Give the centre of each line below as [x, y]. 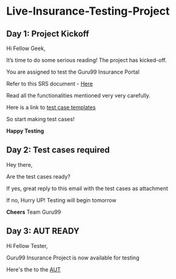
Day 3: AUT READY [43, 231]
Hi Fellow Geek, [26, 48]
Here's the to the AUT [33, 269]
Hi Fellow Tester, [27, 245]
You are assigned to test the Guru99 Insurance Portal [73, 72]
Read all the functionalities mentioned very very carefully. [79, 95]
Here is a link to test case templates [51, 107]
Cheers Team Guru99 [34, 212]
